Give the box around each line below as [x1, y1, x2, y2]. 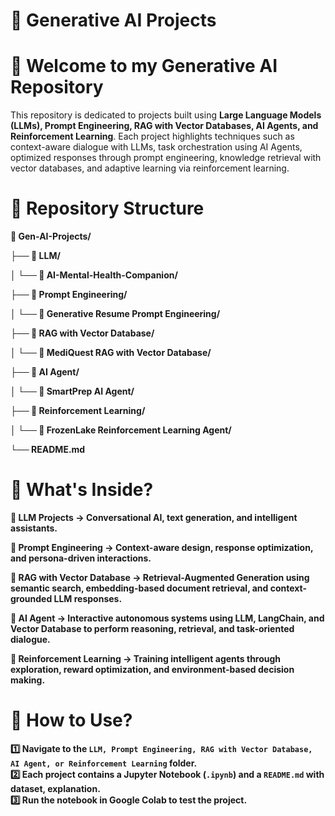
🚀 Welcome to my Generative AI [10, 55, 278, 78]
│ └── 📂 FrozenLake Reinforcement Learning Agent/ [10, 424, 232, 436]
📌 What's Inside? [10, 479, 154, 501]
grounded [10, 593, 53, 604]
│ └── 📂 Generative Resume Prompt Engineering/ [10, 308, 221, 320]
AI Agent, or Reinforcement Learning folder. [10, 757, 198, 769]
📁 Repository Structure [10, 197, 205, 220]
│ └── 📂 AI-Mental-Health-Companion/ [10, 269, 178, 281]
